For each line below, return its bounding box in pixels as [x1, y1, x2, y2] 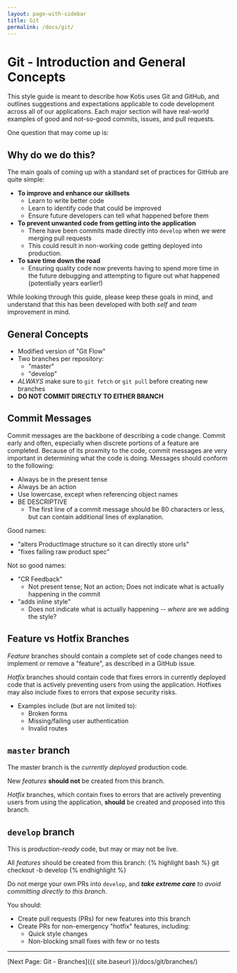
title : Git [7, 17, 39, 24]
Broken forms [28, 709, 68, 717]
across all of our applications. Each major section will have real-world [7, 107, 209, 116]
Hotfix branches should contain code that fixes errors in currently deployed [7, 673, 226, 681]
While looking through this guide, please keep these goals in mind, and [7, 293, 213, 301]
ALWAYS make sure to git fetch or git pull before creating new [17, 377, 208, 385]
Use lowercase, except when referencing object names [17, 490, 178, 498]
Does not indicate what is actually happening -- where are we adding [28, 605, 229, 613]
